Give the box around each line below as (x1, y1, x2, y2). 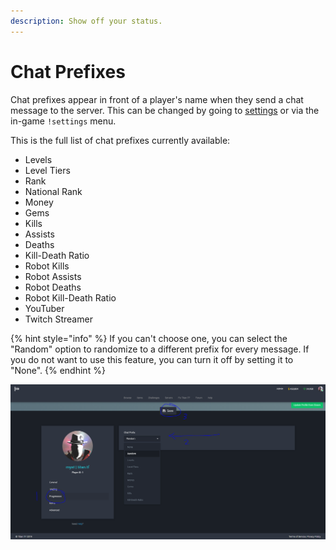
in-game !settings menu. (10, 115, 117, 127)
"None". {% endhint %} (10, 364, 106, 376)
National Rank (24, 185, 83, 197)
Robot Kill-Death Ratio (24, 291, 117, 304)
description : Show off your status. (10, 16, 163, 26)
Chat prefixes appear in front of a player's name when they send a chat (10, 93, 304, 105)
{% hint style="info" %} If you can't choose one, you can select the (10, 332, 288, 344)
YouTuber (24, 302, 65, 314)
